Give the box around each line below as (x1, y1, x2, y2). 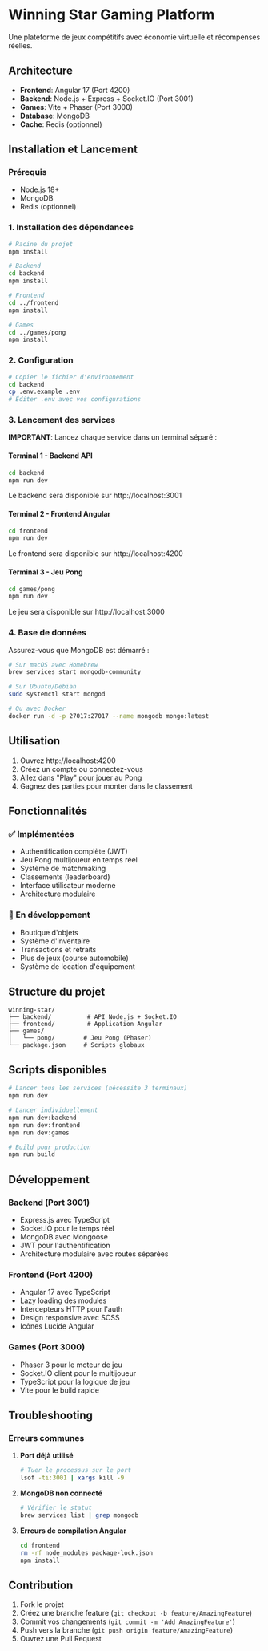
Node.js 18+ (19, 185, 60, 194)
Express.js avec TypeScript (19, 1215, 110, 1224)
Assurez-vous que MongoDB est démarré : (8, 645, 150, 655)
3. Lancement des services (8, 415, 116, 426)
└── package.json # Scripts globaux (8, 1041, 146, 1049)
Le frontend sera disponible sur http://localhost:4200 (8, 549, 184, 558)
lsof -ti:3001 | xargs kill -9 (19, 1474, 125, 1482)
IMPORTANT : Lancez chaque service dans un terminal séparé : (8, 432, 218, 442)
